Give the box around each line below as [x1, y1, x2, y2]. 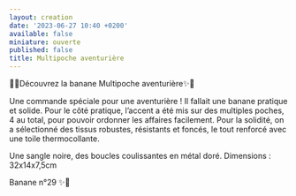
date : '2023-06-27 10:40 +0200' [9, 21, 128, 30]
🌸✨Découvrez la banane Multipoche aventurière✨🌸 [9, 79, 195, 88]
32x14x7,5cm [9, 160, 57, 170]
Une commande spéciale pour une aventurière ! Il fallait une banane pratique [9, 96, 288, 106]
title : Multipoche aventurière [9, 54, 125, 63]
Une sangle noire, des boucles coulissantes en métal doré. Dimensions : [9, 151, 271, 161]
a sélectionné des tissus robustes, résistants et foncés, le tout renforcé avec [9, 124, 287, 134]
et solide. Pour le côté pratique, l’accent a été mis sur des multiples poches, [9, 105, 285, 116]
